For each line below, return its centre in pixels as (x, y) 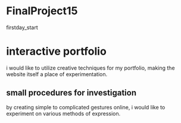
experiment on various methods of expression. (63, 113)
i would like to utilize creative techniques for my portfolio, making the (90, 68)
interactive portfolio (57, 51)
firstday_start (22, 27)
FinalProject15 (42, 11)
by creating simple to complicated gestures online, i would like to (86, 107)
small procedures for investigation (71, 93)
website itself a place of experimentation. (57, 74)
